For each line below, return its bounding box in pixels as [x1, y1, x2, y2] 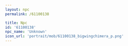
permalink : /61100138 [5, 12, 50, 16]
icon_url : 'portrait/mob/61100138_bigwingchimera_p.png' [5, 34, 124, 39]
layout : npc [5, 7, 29, 12]
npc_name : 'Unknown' [5, 30, 48, 34]
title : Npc [5, 20, 27, 25]
